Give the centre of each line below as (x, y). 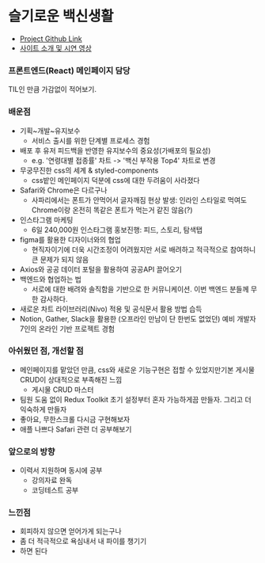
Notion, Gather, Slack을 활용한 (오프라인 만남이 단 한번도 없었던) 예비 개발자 (138, 318)
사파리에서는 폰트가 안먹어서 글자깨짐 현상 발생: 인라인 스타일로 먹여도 (139, 200)
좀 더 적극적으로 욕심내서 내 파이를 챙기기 (83, 541)
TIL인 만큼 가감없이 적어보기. (53, 89)
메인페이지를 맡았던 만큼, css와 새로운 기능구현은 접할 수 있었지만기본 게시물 (137, 370)
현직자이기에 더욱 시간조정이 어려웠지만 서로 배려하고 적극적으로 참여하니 (144, 249)
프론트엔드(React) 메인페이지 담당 (69, 70)
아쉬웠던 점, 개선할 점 (46, 351)
